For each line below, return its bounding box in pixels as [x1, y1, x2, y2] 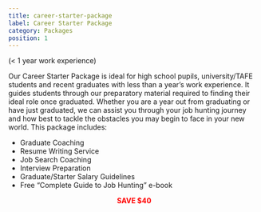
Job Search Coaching [19, 155, 92, 165]
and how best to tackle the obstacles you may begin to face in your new [8, 114, 245, 124]
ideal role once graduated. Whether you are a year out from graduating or [8, 97, 251, 106]
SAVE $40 [117, 196, 152, 206]
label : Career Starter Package [8, 19, 113, 27]
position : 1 [8, 34, 48, 42]
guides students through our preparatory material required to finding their [8, 89, 251, 98]
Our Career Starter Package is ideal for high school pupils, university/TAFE [8, 71, 253, 81]
